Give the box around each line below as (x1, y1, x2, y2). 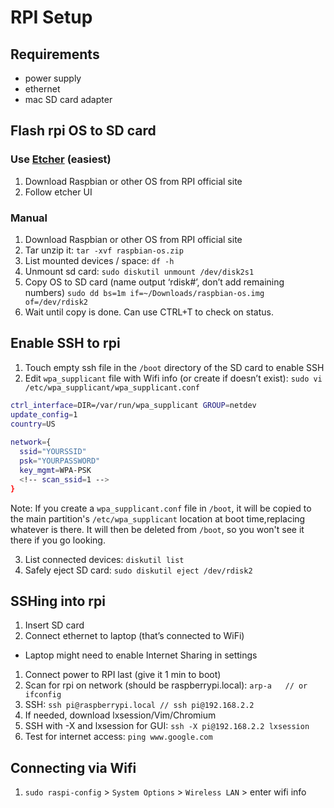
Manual (10, 211, 48, 225)
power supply (24, 72, 82, 84)
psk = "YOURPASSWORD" (19, 456, 101, 466)
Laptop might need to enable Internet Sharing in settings (24, 649, 258, 661)
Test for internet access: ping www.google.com (24, 731, 213, 743)
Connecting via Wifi (10, 759, 137, 776)
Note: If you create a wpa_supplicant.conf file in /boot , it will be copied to (10, 502, 312, 514)
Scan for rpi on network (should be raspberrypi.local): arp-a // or (24, 679, 308, 691)
